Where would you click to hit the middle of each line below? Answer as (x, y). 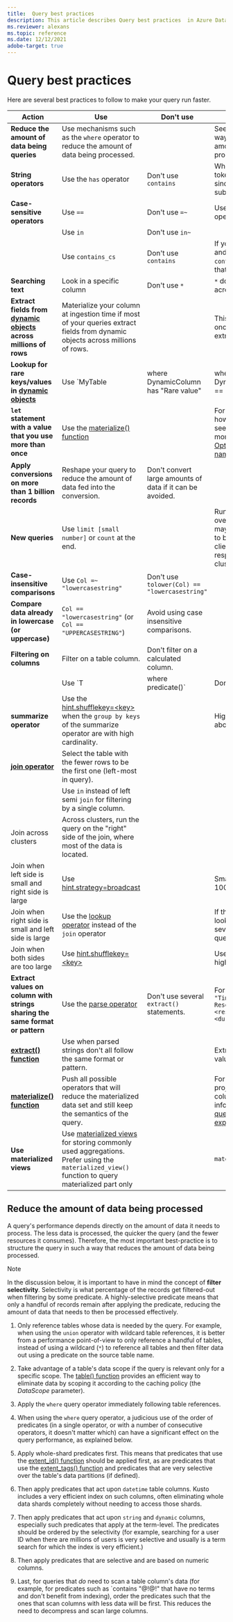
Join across (29, 833)
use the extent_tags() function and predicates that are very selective (115, 1468)
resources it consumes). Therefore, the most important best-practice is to (113, 1241)
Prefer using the (88, 1160)
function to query (90, 1175)
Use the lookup (86, 916)
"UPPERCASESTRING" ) (93, 632)
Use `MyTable (84, 381)
